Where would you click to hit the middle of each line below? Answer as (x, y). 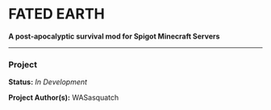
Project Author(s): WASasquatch (64, 98)
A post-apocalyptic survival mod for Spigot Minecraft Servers (114, 36)
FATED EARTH (56, 14)
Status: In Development (48, 82)
